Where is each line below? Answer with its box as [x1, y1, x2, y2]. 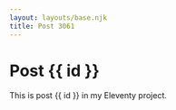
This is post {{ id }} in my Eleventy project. [9, 90, 168, 101]
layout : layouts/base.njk [9, 13, 107, 23]
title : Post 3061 [9, 22, 75, 31]
